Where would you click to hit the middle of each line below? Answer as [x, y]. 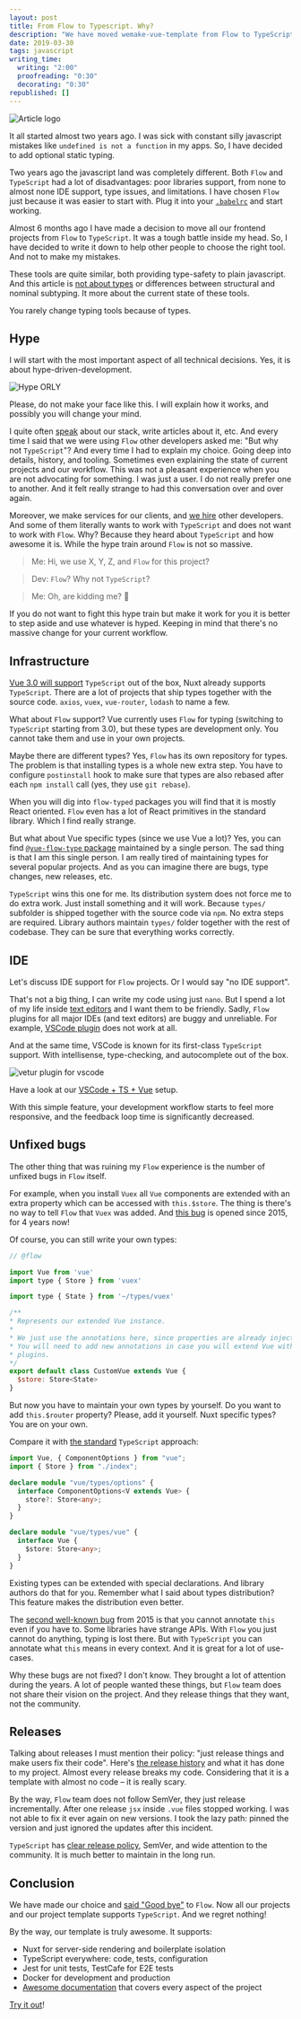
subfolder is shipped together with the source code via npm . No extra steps [146, 913]
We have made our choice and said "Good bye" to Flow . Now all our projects [150, 1905]
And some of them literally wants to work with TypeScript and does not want [150, 525]
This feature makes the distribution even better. [97, 1602]
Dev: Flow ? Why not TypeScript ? [90, 579]
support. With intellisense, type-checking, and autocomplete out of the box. [149, 1054]
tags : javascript [42, 51]
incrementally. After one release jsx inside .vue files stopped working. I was [149, 1809]
